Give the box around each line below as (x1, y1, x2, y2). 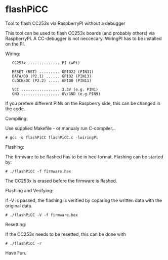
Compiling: (5, 115, 28, 121)
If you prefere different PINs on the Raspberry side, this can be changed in (5, 100, 161, 106)
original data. (5, 202, 33, 208)
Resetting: (5, 221, 26, 227)
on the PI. (5, 40, 25, 47)
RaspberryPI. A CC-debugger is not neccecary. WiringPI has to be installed (5, 35, 162, 41)
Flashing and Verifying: (5, 187, 54, 193)
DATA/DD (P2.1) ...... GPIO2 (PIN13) (12, 73, 92, 79)
